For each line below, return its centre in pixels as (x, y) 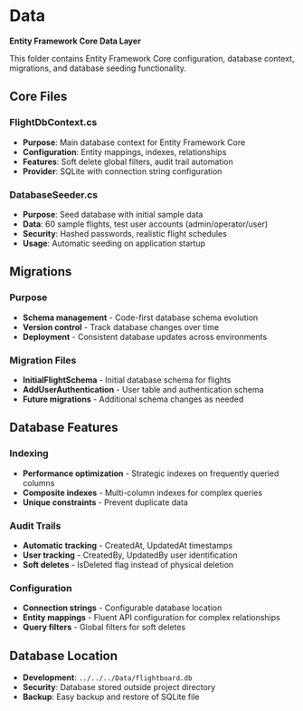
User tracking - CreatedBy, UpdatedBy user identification (130, 555)
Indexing (29, 453)
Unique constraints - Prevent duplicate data (105, 502)
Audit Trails (35, 525)
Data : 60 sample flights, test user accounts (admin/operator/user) (145, 224)
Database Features (64, 428)
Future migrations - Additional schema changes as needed (133, 399)
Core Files (38, 97)
